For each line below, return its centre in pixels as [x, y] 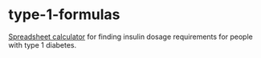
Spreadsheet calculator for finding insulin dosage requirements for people [130, 37]
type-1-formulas [64, 15]
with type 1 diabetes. [43, 44]
